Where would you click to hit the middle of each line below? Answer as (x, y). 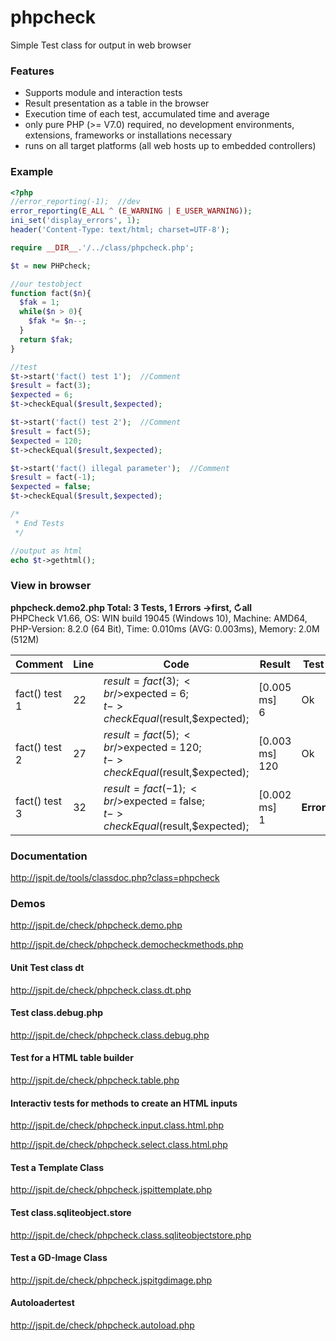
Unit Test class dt (47, 967)
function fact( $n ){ (51, 293)
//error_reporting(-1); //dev (75, 202)
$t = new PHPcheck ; (51, 266)
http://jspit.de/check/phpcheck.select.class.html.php (119, 1145)
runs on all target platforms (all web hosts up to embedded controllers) (170, 146)
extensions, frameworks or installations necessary (128, 135)
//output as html (46, 551)
